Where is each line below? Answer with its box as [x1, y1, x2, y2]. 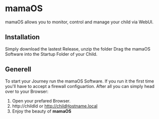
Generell [5, 65, 32, 73]
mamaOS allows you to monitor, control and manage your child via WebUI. [5, 19, 154, 25]
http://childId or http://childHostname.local [12, 103, 98, 109]
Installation [5, 33, 40, 41]
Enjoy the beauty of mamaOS [12, 108, 71, 114]
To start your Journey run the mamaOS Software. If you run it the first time [5, 78, 154, 84]
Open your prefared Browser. [12, 98, 71, 103]
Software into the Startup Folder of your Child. [5, 51, 98, 57]
